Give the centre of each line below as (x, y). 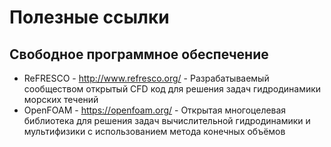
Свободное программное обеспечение (139, 54)
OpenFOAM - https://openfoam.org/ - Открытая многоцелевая (155, 110)
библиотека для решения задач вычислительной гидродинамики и (167, 120)
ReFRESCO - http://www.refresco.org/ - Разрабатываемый (146, 78)
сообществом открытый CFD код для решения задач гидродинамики (172, 89)
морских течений (61, 99)
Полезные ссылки (89, 17)
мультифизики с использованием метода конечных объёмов (154, 131)
